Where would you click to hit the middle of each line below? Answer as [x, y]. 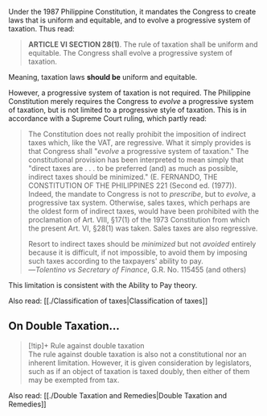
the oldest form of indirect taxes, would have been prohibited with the [144, 211]
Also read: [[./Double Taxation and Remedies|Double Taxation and [118, 395]
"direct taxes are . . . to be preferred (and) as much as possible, [133, 168]
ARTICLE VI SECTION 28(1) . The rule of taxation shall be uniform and [143, 44]
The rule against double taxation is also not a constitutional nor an [137, 354]
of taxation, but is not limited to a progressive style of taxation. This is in [127, 110]
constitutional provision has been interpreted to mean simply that [136, 160]
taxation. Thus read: [41, 29]
